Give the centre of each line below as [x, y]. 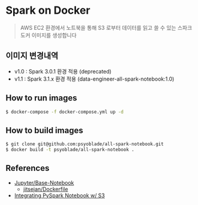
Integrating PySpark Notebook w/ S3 [60, 195]
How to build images [44, 130]
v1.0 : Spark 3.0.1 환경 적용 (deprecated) [63, 71]
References [28, 168]
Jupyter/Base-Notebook [44, 182]
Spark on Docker [48, 10]
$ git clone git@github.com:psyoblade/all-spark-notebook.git [85, 144]
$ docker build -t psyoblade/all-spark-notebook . [70, 150]
